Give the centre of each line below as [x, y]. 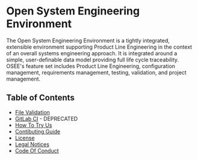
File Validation [32, 112]
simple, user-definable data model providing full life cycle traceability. [93, 60]
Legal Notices [32, 144]
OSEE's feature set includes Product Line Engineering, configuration [91, 66]
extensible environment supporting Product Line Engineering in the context [99, 47]
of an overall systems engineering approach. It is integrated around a [92, 53]
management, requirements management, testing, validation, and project [96, 72]
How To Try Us [33, 125]
